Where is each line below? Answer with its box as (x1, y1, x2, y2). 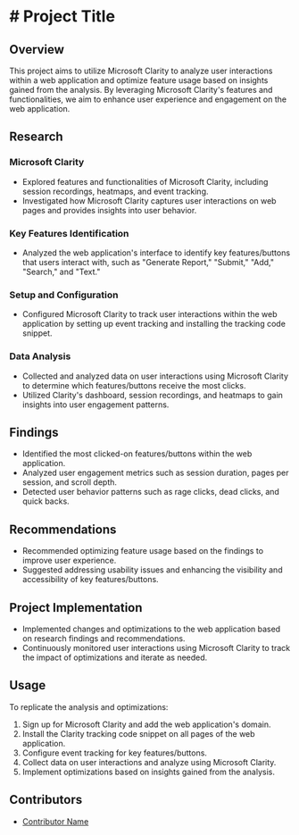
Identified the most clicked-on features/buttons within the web (21, 448, 253, 459)
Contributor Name (21, 815, 89, 827)
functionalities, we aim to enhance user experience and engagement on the (9, 94, 287, 104)
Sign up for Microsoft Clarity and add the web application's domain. (21, 719, 271, 730)
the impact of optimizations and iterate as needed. (21, 652, 208, 663)
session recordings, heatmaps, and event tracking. (21, 186, 209, 196)
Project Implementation (9, 600, 143, 615)
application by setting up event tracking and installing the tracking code (21, 319, 286, 330)
